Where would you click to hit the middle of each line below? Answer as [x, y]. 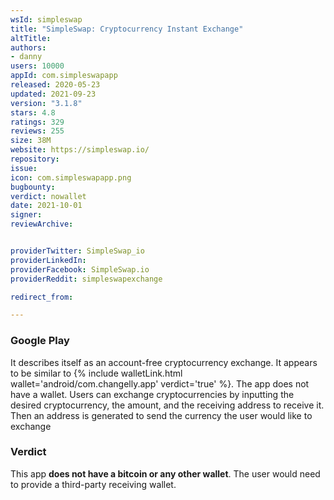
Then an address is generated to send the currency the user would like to [161, 415]
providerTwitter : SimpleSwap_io [77, 251]
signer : [26, 215]
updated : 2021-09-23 [53, 94]
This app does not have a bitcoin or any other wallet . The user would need [165, 473]
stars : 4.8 [33, 112]
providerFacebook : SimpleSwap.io [80, 269]
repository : [35, 159]
